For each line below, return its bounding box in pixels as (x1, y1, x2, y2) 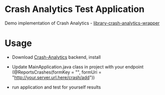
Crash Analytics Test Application (4, 3, 144, 15)
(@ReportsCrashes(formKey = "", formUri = (11, 69, 102, 75)
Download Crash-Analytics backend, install (11, 54, 101, 60)
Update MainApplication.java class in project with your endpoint (11, 63, 143, 69)
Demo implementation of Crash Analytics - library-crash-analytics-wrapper (4, 20, 160, 26)
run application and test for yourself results (11, 84, 101, 90)
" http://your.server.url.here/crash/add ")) (11, 74, 95, 80)
